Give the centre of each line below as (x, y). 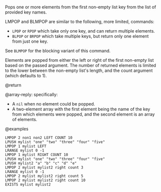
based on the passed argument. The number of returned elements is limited (80, 65)
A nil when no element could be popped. (54, 104)
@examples (17, 129)
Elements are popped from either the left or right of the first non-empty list (80, 60)
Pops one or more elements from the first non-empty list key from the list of (80, 7)
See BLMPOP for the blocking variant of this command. (58, 51)
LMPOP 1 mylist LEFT (26, 146)
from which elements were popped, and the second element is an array (83, 114)
